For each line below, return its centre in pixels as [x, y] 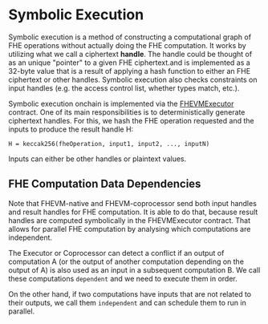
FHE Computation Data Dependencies [105, 184]
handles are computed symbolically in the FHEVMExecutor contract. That [130, 220]
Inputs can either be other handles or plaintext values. [97, 159]
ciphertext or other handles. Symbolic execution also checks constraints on [133, 79]
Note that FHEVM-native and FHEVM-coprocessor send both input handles [132, 203]
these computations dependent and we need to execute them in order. [123, 278]
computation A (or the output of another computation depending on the [126, 261]
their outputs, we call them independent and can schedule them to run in [127, 302]
